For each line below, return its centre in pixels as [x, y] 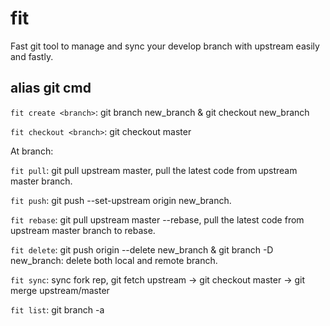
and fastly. [32, 56]
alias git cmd [51, 88]
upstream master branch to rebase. [83, 230]
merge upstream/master [60, 290]
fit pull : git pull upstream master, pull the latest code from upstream [154, 170]
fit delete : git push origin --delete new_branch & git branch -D [142, 249]
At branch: [32, 151]
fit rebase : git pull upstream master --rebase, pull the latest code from [157, 219]
